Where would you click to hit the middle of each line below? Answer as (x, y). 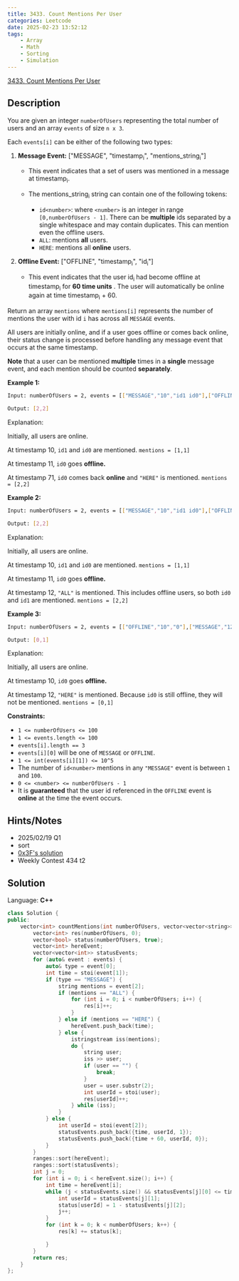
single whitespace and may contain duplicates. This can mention (134, 225)
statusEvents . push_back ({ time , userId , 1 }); (125, 1132)
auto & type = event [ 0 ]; (80, 966)
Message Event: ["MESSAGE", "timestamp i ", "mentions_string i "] (112, 156)
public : (19, 920)
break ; (106, 1073)
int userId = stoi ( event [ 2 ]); (103, 1126)
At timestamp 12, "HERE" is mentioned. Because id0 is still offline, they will (115, 695)
